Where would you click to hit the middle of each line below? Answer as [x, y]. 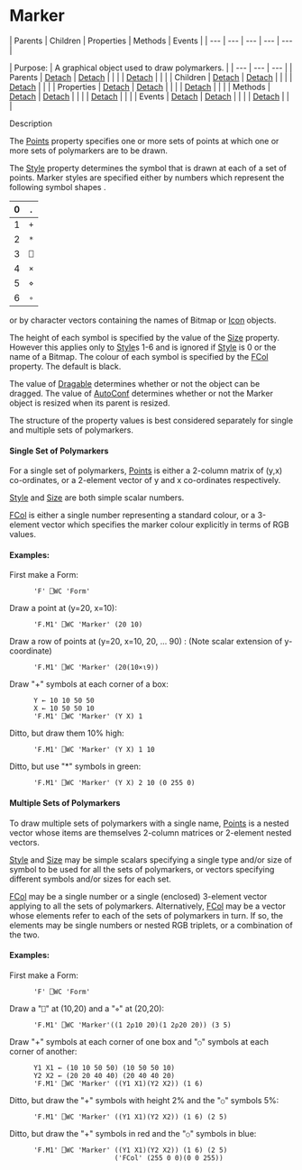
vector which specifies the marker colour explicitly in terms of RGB [165, 525]
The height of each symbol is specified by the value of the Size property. [145, 337]
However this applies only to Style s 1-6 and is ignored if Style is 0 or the [143, 347]
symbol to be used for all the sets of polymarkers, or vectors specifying [142, 869]
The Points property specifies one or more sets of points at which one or [144, 141]
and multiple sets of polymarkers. [71, 430]
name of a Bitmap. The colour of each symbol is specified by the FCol [139, 356]
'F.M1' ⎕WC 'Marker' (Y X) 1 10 [94, 750]
